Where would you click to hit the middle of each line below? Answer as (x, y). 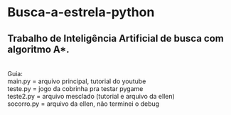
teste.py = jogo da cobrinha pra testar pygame (75, 89)
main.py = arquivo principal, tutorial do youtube (77, 81)
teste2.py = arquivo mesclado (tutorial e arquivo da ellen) (91, 96)
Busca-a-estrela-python (81, 12)
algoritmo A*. (38, 49)
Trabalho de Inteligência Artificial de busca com (116, 38)
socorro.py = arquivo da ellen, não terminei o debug (84, 104)
